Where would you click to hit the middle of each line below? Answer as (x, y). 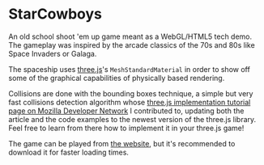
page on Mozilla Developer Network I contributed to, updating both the (126, 111)
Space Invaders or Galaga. (53, 53)
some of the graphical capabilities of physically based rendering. (117, 78)
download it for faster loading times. (69, 152)
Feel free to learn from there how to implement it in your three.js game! (126, 128)
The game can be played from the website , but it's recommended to (122, 143)
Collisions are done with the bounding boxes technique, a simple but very (131, 93)
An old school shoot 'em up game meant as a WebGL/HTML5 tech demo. (130, 36)
